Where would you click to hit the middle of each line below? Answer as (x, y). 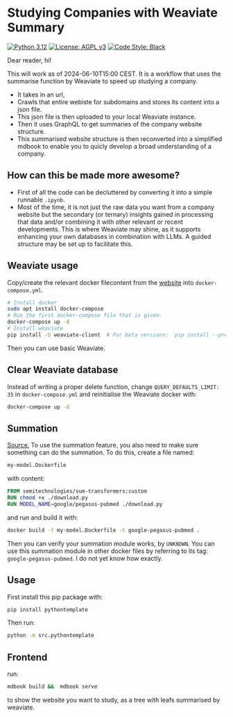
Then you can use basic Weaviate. (56, 348)
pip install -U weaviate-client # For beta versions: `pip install (108, 335)
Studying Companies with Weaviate (113, 13)
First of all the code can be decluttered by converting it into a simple (115, 192)
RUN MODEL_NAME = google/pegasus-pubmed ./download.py (85, 504)
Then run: (21, 623)
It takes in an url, (41, 94)
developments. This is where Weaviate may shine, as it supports (109, 229)
